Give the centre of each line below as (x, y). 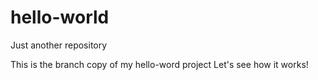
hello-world (60, 17)
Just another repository (59, 45)
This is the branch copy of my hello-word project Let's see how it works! (159, 64)
